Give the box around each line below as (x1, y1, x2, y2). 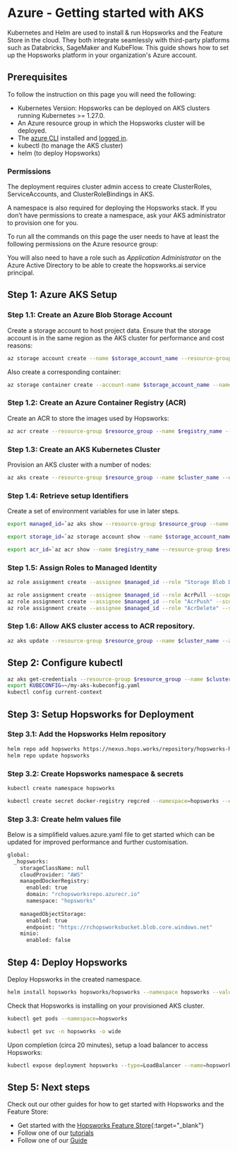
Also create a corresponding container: (7, 367, 121, 376)
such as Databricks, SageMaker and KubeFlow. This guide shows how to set (7, 43, 229, 52)
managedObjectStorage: (20, 910, 87, 917)
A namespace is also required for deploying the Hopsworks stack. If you (7, 203, 217, 213)
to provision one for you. (7, 219, 79, 227)
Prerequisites (7, 71, 68, 83)
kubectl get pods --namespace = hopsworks (7, 1015, 128, 1022)
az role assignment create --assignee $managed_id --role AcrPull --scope (7, 591, 232, 598)
